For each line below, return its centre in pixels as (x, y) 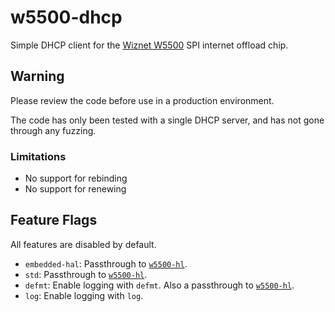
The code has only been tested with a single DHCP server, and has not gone (167, 120)
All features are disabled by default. (83, 244)
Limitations (38, 156)
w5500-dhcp (66, 17)
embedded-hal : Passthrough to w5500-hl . (106, 263)
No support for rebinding (76, 178)
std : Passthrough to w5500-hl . (86, 274)
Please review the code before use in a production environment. (142, 100)
